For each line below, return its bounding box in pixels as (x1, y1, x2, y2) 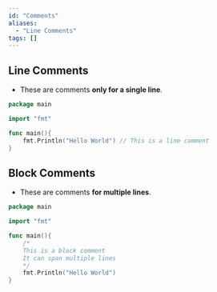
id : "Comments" (8, 11, 59, 20)
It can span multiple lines (22, 254, 116, 262)
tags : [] (8, 34, 38, 42)
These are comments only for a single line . (19, 85, 163, 94)
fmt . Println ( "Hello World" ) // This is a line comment (22, 137, 210, 145)
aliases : (8, 19, 38, 27)
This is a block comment (22, 246, 106, 254)
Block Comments (8, 166, 96, 180)
